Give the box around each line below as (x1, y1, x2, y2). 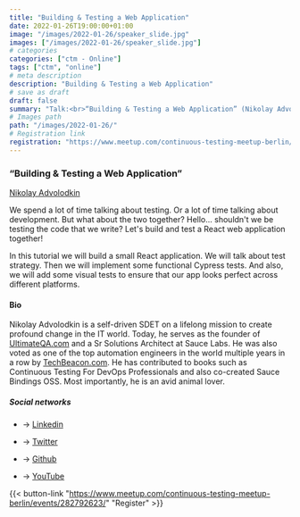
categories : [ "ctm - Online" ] (9, 54, 122, 63)
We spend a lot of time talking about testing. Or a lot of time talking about (9, 204, 279, 215)
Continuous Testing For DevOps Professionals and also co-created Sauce (9, 367, 280, 378)
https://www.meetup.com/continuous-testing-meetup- (69, 488, 271, 499)
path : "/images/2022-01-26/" (9, 121, 118, 130)
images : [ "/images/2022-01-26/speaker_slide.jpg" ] (9, 38, 202, 47)
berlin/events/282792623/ (9, 497, 106, 509)
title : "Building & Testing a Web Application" (9, 13, 190, 22)
